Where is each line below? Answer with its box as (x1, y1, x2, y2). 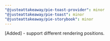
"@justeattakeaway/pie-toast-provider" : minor (5, 7, 105, 12)
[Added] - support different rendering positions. (5, 30, 105, 36)
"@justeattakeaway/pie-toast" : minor (5, 12, 85, 17)
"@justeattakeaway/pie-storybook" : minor (5, 16, 94, 21)
